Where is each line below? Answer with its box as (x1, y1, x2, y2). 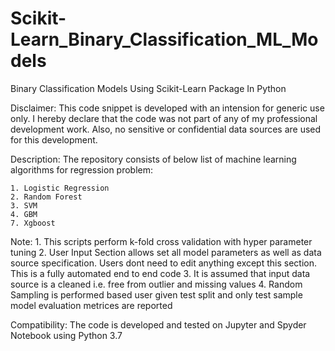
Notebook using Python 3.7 (10, 329, 123, 341)
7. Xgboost (10, 218, 56, 228)
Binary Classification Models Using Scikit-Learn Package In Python (10, 82, 287, 94)
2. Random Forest (10, 192, 83, 202)
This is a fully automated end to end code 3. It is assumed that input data (10, 267, 311, 279)
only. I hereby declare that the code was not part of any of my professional (10, 112, 318, 124)
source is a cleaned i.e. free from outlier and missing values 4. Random (10, 278, 303, 290)
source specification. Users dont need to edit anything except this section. (10, 257, 317, 269)
